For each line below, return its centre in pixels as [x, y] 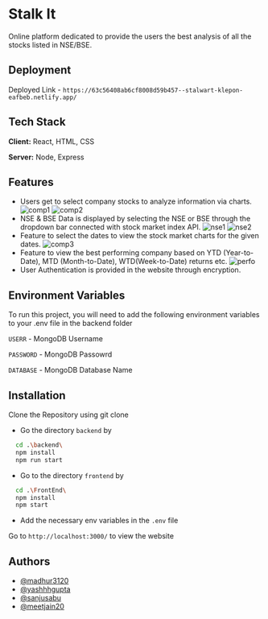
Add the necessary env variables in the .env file [99, 521]
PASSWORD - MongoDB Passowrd [60, 354]
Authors [29, 561]
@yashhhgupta [45, 589]
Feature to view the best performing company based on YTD [121, 253]
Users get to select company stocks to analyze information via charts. [136, 201]
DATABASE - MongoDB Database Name [70, 370]
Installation [37, 395]
